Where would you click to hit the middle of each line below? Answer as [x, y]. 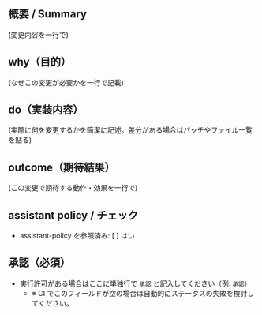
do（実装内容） [46, 110]
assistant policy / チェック [73, 215]
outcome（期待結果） [62, 167]
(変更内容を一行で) [39, 35]
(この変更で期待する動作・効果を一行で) [73, 188]
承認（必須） [39, 263]
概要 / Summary [47, 14]
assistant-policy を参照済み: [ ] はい [77, 236]
